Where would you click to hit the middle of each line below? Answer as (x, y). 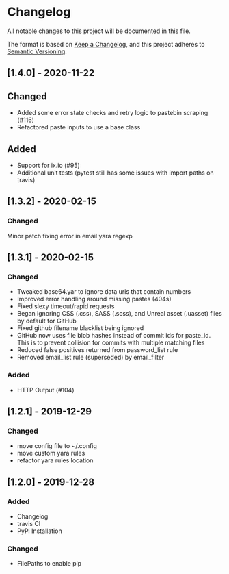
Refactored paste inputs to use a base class (79, 127)
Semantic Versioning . (37, 51)
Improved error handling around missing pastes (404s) (94, 299)
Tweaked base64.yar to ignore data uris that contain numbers (104, 292)
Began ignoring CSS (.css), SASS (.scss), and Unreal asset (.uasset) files (119, 314)
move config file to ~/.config (57, 446)
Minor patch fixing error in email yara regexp (70, 236)
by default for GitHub (46, 321)
